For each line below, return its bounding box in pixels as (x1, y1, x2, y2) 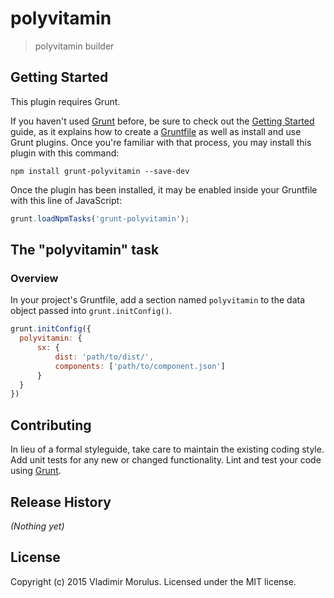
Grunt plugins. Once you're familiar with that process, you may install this (10, 136, 312, 148)
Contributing (10, 417, 92, 434)
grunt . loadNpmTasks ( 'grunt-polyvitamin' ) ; (10, 213, 190, 224)
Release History (10, 493, 112, 511)
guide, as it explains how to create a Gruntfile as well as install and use (10, 125, 302, 137)
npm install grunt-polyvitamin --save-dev (10, 166, 190, 176)
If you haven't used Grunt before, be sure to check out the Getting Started (10, 115, 315, 127)
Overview (10, 271, 59, 285)
